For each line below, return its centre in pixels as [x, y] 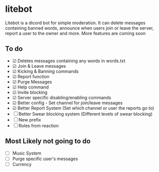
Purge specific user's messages [45, 159]
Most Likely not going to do [48, 141]
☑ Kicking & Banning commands [45, 71]
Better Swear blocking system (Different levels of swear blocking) [85, 114]
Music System [27, 153]
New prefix [30, 120]
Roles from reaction [39, 126]
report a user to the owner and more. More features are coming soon [76, 33]
